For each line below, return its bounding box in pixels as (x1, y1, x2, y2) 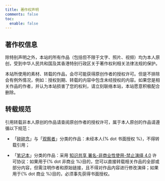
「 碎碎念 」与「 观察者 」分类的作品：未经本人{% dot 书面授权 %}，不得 (12, 136, 156, 142)
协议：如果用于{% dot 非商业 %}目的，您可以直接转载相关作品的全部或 (16, 158, 160, 164)
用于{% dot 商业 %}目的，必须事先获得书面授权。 (12, 171, 112, 177)
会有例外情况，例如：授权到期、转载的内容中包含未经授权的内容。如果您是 (5, 77, 156, 83)
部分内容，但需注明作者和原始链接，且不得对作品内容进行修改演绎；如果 (12, 164, 159, 170)
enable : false (9, 21, 38, 26)
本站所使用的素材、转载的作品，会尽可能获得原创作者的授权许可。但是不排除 (5, 71, 160, 77)
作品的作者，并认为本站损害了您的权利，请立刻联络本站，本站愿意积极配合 (9, 83, 160, 89)
